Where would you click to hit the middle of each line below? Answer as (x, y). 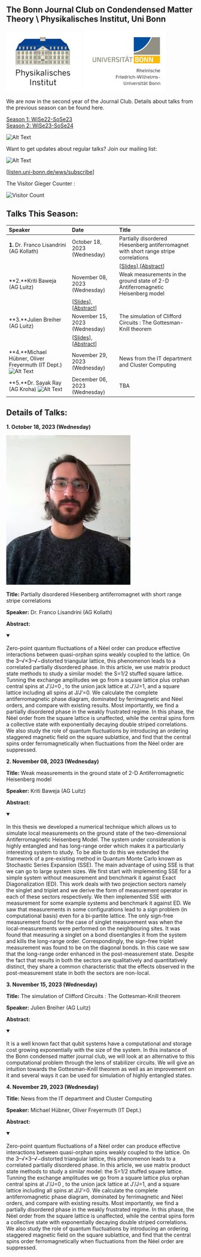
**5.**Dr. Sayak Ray (35, 383)
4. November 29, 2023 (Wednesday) (53, 1087)
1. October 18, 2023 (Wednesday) (48, 427)
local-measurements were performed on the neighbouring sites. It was (93, 929)
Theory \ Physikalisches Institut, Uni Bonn (86, 19)
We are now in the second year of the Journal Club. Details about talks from (100, 101)
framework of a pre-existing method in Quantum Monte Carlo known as (94, 859)
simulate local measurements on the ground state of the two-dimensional (96, 833)
